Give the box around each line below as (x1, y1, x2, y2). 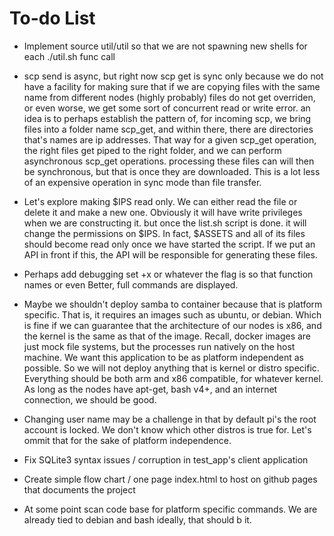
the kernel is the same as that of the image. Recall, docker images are (23, 330, 312, 342)
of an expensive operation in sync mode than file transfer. (23, 176, 262, 188)
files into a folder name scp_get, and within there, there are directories (23, 123, 314, 135)
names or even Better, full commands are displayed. (23, 278, 239, 291)
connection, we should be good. (23, 393, 157, 406)
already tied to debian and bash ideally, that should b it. (23, 513, 252, 526)
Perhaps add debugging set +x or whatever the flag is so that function (23, 268, 314, 280)
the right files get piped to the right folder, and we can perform (23, 144, 282, 156)
